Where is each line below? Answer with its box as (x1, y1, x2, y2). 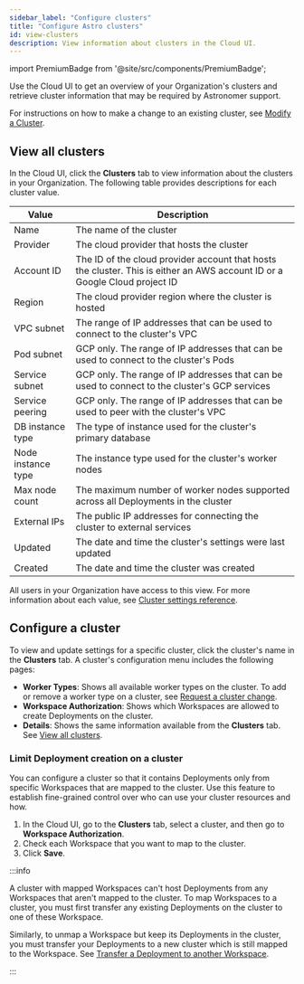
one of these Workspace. (9, 912, 104, 922)
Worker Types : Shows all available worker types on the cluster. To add (22, 681, 287, 692)
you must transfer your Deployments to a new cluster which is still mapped (9, 939, 288, 950)
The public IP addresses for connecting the (75, 510, 260, 523)
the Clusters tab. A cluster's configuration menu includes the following (9, 654, 274, 665)
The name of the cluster (75, 223, 178, 236)
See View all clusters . (22, 729, 103, 740)
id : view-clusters (9, 30, 79, 39)
